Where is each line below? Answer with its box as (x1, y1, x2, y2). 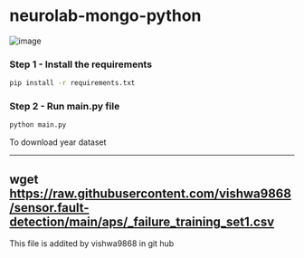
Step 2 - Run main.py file (9, 100, 120, 113)
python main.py (9, 120, 67, 129)
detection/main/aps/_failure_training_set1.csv (9, 214, 275, 229)
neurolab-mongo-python (9, 5, 202, 26)
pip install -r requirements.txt (9, 79, 136, 88)
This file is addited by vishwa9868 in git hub (9, 238, 175, 249)
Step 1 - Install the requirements (9, 58, 152, 71)
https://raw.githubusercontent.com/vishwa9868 (9, 186, 292, 201)
